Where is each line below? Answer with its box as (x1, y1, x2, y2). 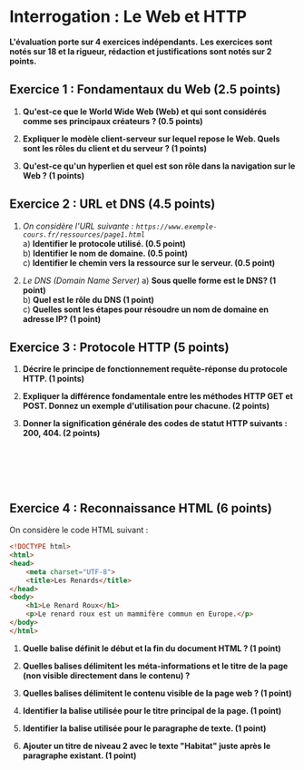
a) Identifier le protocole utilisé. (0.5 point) (22, 238, 186, 249)
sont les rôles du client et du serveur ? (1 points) (22, 142, 207, 153)
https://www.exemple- (135, 222, 218, 231)
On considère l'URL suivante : (22, 220, 134, 231)
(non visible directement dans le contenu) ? (22, 669, 191, 681)
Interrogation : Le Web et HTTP (9, 6, 248, 27)
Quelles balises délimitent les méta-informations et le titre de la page (22, 660, 289, 671)
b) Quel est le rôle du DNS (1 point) (22, 294, 154, 305)
